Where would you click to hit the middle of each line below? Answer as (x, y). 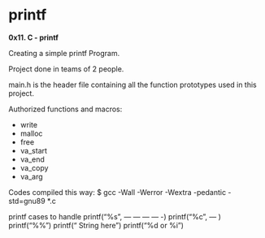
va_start (33, 150)
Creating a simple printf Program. (64, 53)
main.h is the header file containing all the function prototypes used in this (133, 84)
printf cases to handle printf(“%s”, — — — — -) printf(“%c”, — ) (115, 216)
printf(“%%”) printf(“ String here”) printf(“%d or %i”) (96, 225)
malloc (31, 133)
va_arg (31, 176)
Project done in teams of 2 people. (66, 69)
